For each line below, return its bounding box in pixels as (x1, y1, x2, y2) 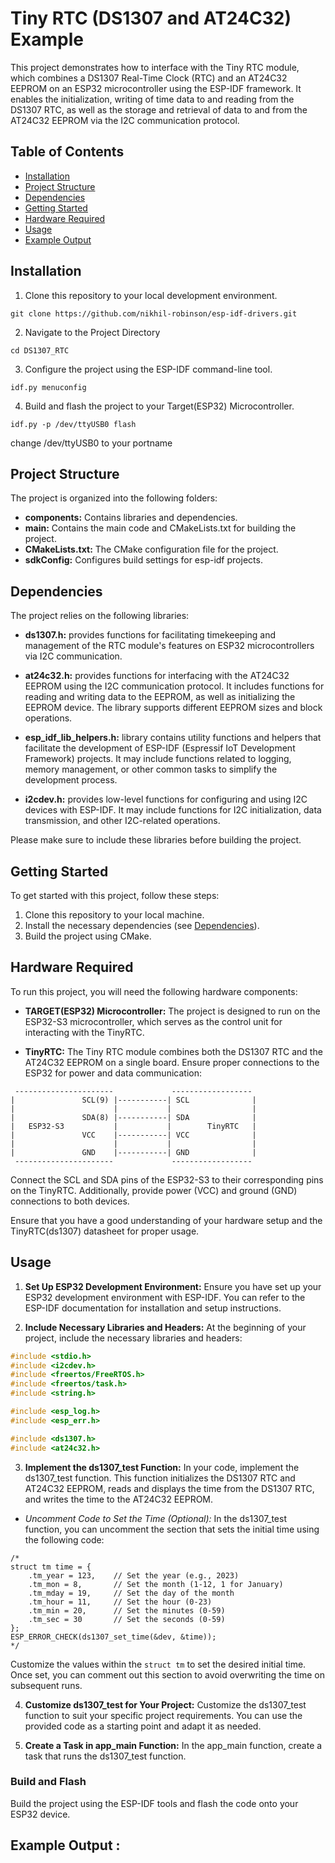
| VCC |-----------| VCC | (10, 1130, 257, 1140)
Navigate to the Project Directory (24, 326, 161, 338)
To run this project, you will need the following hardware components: (10, 985, 298, 997)
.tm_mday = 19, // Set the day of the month (28, 1588, 235, 1598)
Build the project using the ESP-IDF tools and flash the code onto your (10, 1797, 299, 1809)
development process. (24, 774, 118, 786)
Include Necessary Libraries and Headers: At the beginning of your (24, 1321, 307, 1333)
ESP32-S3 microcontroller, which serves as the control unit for (24, 1015, 283, 1027)
